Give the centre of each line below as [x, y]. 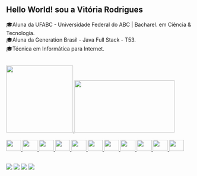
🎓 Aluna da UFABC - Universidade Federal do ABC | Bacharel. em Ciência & [99, 24]
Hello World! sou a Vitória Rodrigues [75, 10]
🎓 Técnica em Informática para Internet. [55, 48]
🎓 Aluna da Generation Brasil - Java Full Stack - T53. [71, 40]
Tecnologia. [20, 33]
